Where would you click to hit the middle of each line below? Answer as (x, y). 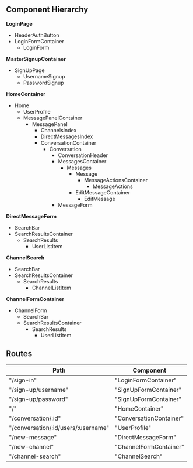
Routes (19, 354)
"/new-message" (33, 437)
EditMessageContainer (103, 192)
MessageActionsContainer (116, 180)
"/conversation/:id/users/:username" (59, 428)
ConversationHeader (83, 155)
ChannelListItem (51, 288)
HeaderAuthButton (37, 35)
